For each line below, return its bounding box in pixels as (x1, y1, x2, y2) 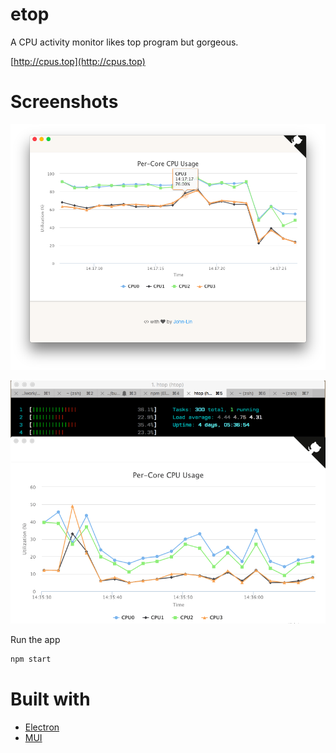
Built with (10, 688, 91, 710)
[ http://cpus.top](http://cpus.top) (10, 55, 146, 67)
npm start (10, 654, 52, 664)
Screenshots (10, 91, 119, 113)
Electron (24, 721, 60, 733)
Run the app (10, 633, 61, 645)
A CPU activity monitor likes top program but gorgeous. (10, 36, 239, 48)
